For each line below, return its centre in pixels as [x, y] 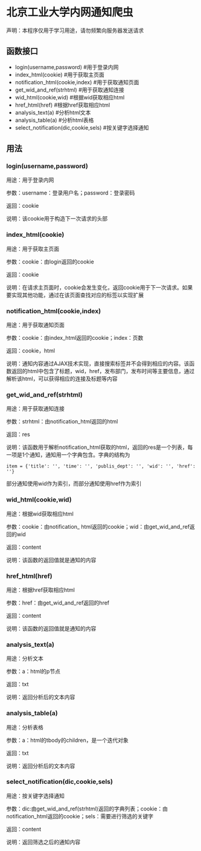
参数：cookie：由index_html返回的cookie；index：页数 [75, 338]
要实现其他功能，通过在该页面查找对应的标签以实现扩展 [75, 295]
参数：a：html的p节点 [33, 671]
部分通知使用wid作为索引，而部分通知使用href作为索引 [74, 484]
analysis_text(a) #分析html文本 [53, 112]
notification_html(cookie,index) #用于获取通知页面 [77, 82]
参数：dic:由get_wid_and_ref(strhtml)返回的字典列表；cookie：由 [87, 809]
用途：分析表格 [25, 727]
